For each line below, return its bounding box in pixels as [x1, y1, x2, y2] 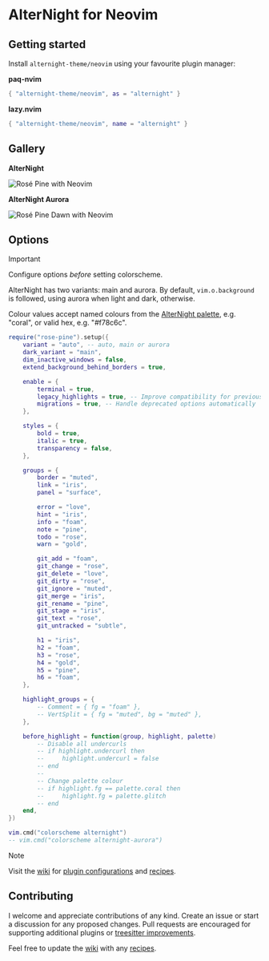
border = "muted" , [37, 474, 98, 482]
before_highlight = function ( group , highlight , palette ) [22, 732, 217, 741]
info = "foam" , [37, 518, 88, 526]
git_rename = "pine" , [37, 600, 110, 608]
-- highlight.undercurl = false [37, 755, 159, 763]
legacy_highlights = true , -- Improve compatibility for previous [37, 393, 263, 401]
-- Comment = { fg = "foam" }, [37, 703, 142, 711]
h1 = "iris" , [37, 636, 81, 644]
